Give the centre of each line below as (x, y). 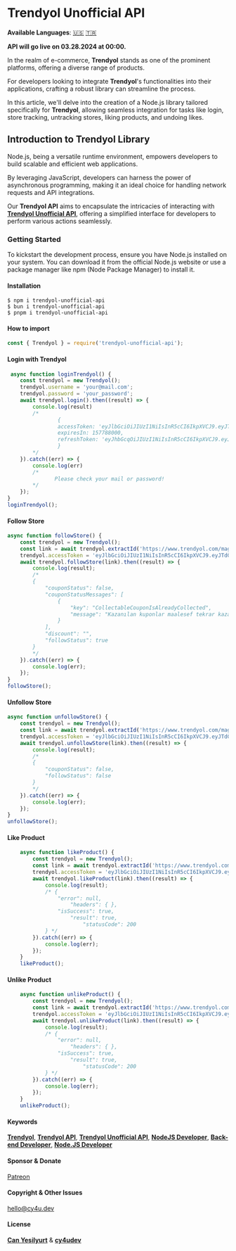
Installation (24, 286)
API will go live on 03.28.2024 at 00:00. (67, 46)
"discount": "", (68, 634)
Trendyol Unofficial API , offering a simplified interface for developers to (112, 213)
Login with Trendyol (37, 359)
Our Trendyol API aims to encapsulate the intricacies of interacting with (111, 206)
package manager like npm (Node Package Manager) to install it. (101, 269)
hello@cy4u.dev (31, 1208)
